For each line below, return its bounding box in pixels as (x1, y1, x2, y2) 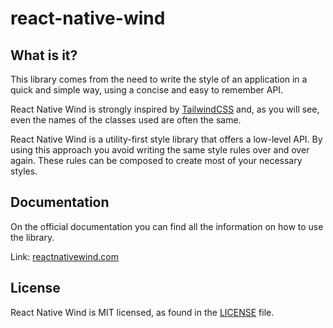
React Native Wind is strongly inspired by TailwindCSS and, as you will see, (10, 103, 320, 115)
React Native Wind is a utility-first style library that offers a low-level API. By (10, 133, 323, 145)
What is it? (10, 47, 78, 64)
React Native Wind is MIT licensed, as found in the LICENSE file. (10, 306, 275, 318)
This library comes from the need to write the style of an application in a (10, 73, 308, 85)
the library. (10, 231, 55, 243)
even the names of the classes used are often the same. (10, 114, 242, 126)
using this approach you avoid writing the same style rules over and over (10, 144, 310, 156)
